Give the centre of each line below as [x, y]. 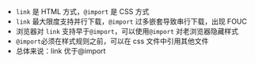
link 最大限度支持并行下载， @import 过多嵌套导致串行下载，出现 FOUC [131, 21]
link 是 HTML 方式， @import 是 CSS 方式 [82, 11]
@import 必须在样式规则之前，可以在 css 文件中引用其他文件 [112, 41]
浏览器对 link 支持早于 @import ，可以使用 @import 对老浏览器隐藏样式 [127, 31]
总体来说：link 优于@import [61, 51]
